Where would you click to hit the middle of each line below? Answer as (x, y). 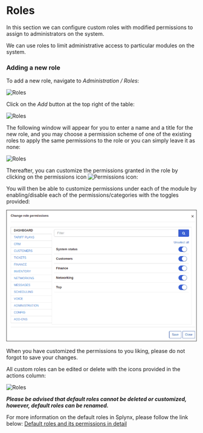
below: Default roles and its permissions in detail (66, 423)
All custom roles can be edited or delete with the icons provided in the (93, 369)
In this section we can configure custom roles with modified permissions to (100, 27)
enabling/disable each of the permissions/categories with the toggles (93, 195)
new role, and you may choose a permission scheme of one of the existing (99, 134)
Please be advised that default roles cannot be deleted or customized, (96, 399)
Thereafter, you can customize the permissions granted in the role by (92, 171)
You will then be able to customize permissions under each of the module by (101, 189)
